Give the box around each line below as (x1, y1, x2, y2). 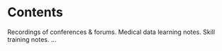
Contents (7, 4, 64, 21)
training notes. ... (7, 35, 57, 43)
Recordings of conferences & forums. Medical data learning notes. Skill (7, 28, 215, 36)
